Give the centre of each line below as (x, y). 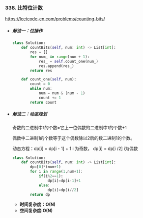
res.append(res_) (57, 66)
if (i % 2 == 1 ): (51, 176)
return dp (40, 194)
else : (44, 185)
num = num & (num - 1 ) (62, 93)
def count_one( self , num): (49, 79)
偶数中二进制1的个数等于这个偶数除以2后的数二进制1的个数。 (73, 138)
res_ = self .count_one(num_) (69, 61)
